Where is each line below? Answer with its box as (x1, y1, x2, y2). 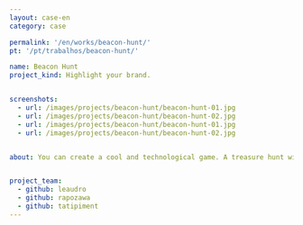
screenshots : (9, 95, 59, 104)
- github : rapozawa (17, 193, 91, 202)
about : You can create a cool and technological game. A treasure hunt (9, 152, 284, 162)
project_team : (9, 176, 63, 185)
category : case (9, 22, 67, 31)
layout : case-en (9, 13, 70, 22)
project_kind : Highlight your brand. (9, 71, 151, 80)
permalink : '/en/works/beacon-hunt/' (9, 38, 151, 47)
